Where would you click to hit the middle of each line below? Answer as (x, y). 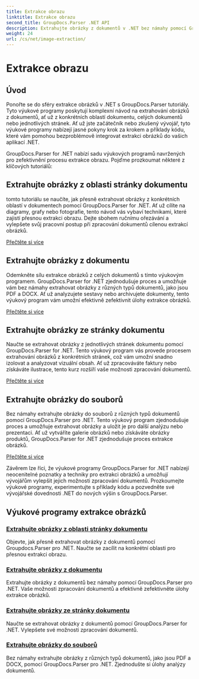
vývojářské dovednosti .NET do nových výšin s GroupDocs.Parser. (87, 493)
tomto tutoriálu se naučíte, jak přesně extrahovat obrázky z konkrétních (93, 199)
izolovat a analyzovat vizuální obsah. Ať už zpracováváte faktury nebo (92, 363)
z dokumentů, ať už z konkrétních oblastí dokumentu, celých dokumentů (94, 117)
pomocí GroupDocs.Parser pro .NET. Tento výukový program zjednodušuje (97, 420)
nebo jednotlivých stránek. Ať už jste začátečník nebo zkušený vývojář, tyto (98, 123)
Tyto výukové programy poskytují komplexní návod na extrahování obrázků (98, 111)
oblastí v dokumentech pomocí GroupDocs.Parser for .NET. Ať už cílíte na (96, 205)
